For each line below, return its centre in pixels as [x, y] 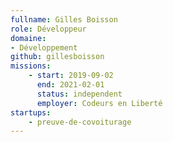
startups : [31, 112]
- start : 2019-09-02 [71, 76]
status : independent [79, 94]
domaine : [28, 38]
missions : [31, 66]
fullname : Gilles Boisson [64, 19]
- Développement [44, 47]
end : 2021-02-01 [70, 85]
